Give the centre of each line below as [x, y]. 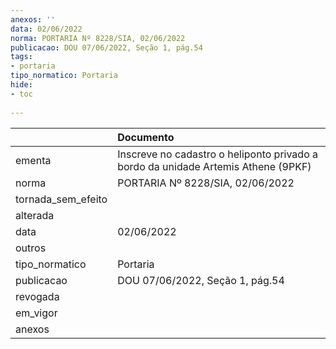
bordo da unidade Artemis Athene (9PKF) [214, 166]
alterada [35, 215]
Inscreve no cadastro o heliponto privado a [218, 154]
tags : [21, 57]
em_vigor [36, 313]
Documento [146, 137]
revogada [37, 296]
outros [31, 248]
